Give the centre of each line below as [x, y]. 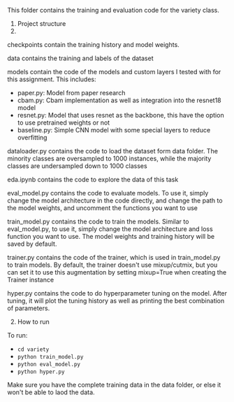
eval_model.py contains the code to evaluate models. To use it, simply [108, 193]
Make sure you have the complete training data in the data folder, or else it [114, 385]
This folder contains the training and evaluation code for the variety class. [114, 10]
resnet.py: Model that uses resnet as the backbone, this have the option [121, 115]
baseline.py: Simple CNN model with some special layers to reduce [114, 130]
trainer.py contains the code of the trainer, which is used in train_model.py [114, 257]
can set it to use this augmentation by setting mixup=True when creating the [117, 272]
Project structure [42, 23]
